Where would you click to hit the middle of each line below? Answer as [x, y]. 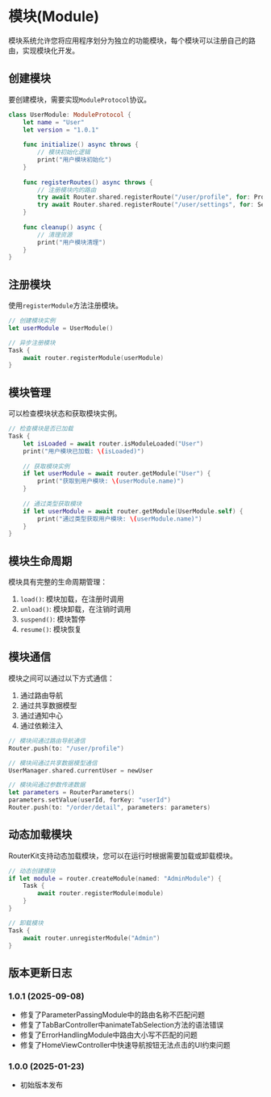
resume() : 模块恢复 [51, 630]
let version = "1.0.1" [61, 130]
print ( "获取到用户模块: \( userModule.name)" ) [111, 481]
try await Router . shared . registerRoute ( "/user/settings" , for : [146, 205]
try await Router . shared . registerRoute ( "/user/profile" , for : [144, 197]
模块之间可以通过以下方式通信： [61, 678]
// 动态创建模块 [32, 871]
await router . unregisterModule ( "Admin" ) [92, 938]
